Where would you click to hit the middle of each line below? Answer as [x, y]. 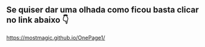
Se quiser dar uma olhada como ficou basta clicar [102, 10]
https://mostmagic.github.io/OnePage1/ [56, 37]
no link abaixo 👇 [38, 20]
